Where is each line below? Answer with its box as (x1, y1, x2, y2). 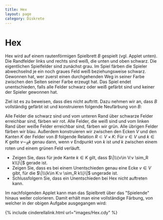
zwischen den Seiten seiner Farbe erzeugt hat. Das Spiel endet (5, 79, 131, 85)
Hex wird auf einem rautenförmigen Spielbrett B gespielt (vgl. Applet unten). (5, 53, 158, 59)
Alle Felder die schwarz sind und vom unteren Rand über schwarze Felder (5, 113, 153, 119)
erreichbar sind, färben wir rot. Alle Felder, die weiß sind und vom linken (5, 118, 149, 124)
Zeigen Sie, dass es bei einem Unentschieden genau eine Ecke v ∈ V (12, 165, 152, 171)
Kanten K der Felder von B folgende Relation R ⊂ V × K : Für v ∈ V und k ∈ (5, 134, 155, 140)
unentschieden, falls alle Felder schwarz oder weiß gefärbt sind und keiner (5, 84, 155, 90)
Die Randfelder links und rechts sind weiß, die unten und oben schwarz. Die (5, 58, 157, 64)
